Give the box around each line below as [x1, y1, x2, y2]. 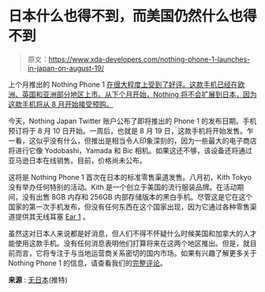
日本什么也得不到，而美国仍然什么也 [8, 7, 244, 25]
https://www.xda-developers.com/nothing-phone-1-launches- [48, 54, 251, 64]
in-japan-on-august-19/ [27, 63, 105, 73]
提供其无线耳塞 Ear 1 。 [14, 212, 91, 221]
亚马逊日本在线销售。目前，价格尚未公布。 [8, 155, 147, 165]
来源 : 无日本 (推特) [8, 275, 69, 284]
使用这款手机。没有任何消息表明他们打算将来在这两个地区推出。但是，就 [14, 238, 250, 248]
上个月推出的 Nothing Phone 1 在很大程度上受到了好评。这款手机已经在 [8, 80, 238, 89]
